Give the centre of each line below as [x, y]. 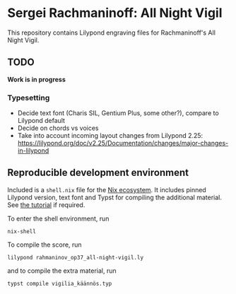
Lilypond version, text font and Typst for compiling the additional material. [115, 197]
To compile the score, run [45, 245]
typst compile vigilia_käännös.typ [60, 283]
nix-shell [22, 231]
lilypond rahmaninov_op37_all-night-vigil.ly [75, 257]
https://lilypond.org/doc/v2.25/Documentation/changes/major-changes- [123, 143]
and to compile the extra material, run [62, 271]
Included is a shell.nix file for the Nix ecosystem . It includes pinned [107, 189]
